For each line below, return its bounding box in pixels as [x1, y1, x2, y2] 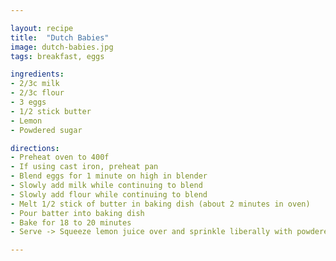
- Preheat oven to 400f [10, 152, 110, 163]
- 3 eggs [10, 97, 47, 107]
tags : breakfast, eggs [10, 51, 105, 61]
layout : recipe [10, 23, 74, 33]
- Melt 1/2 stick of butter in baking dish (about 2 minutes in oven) [10, 199, 311, 209]
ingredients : [10, 69, 65, 80]
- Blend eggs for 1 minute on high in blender [10, 171, 208, 181]
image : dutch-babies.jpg [10, 42, 114, 52]
